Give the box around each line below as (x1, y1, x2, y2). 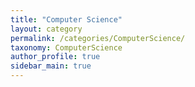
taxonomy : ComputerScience (10, 42, 123, 53)
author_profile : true (10, 52, 101, 62)
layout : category (10, 24, 83, 34)
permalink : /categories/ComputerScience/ (10, 33, 186, 43)
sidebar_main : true (10, 61, 92, 71)
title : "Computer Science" (10, 14, 123, 25)
